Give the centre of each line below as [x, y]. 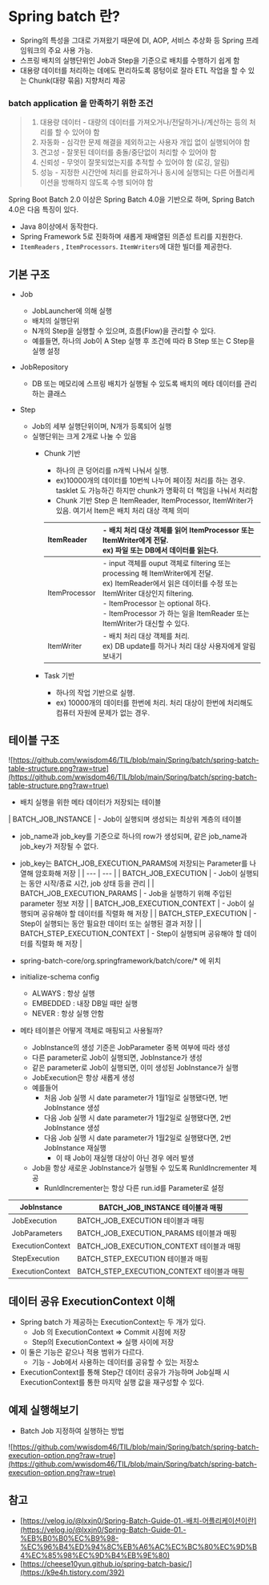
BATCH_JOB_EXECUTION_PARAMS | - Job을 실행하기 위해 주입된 [126, 894]
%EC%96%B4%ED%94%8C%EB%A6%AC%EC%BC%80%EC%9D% [136, 1547]
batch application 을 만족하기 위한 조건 [81, 103]
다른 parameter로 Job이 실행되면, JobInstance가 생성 [117, 1057]
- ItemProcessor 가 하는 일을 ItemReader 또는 [176, 613]
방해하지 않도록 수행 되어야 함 [107, 182]
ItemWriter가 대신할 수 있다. [146, 623]
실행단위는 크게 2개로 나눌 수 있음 [84, 436]
